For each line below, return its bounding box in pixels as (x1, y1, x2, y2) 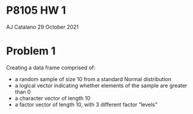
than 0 (14, 88, 31, 95)
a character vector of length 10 (14, 94, 91, 101)
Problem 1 (6, 44, 56, 58)
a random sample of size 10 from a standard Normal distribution (14, 75, 172, 82)
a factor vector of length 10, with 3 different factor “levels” (14, 101, 158, 108)
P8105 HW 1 (6, 4, 67, 17)
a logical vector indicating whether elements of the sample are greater (14, 82, 188, 89)
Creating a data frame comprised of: (6, 64, 96, 71)
